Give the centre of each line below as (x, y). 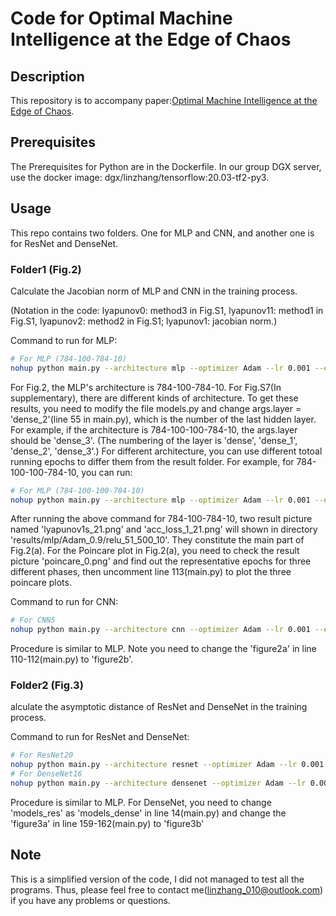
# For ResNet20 (42, 755)
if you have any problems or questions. (90, 900)
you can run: (107, 472)
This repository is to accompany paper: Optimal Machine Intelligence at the (164, 100)
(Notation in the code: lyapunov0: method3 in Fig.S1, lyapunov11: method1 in (167, 310)
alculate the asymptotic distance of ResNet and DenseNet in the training (159, 707)
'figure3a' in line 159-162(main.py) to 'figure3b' (107, 823)
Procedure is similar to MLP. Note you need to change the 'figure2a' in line (163, 649)
